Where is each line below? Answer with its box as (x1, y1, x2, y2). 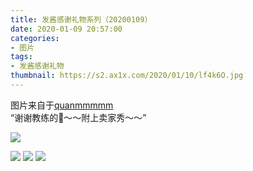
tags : (10, 52, 33, 62)
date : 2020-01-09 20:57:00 (10, 24, 123, 34)
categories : (10, 33, 60, 43)
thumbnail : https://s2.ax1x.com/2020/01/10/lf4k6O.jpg (10, 71, 244, 81)
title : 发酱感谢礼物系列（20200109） (10, 14, 153, 25)
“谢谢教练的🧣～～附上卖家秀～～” (10, 111, 147, 123)
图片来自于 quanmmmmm (10, 99, 114, 111)
